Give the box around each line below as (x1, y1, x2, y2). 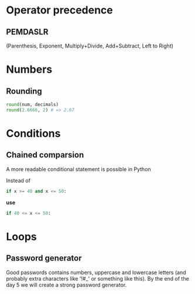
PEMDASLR (6, 27, 49, 37)
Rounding (6, 86, 42, 96)
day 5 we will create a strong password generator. (6, 281, 127, 288)
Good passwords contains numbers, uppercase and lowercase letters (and (6, 269, 186, 276)
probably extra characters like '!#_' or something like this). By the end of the (6, 275, 189, 282)
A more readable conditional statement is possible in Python (6, 165, 151, 173)
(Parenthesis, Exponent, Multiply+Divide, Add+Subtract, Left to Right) (6, 42, 174, 49)
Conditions (6, 127, 61, 140)
